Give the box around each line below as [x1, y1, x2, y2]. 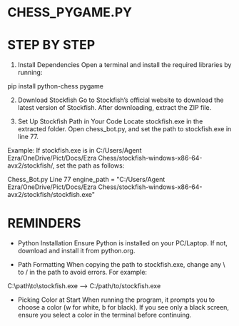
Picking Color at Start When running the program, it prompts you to [17, 295, 215, 304]
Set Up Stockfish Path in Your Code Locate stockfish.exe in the [17, 117, 203, 126]
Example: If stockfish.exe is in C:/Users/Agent [7, 146, 142, 155]
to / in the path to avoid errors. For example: [17, 268, 148, 277]
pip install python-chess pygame [7, 82, 104, 91]
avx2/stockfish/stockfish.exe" [7, 190, 95, 199]
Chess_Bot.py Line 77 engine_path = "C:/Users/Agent [7, 175, 166, 184]
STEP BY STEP [7, 37, 96, 54]
